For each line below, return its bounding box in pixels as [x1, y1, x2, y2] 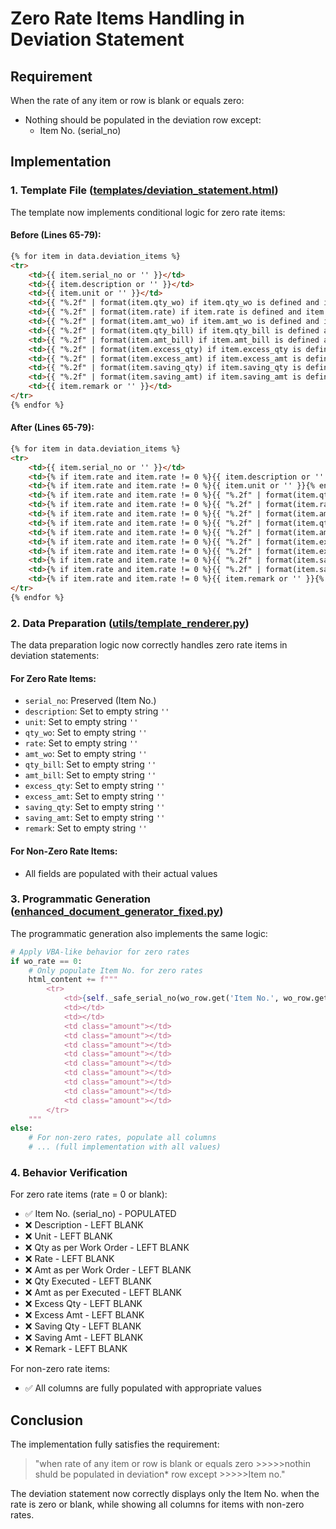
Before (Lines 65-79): [10, 229, 102, 241]
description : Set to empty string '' [24, 705, 170, 717]
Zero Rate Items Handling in [10, 7, 245, 30]
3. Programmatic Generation [10, 892, 152, 906]
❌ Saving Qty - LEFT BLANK [24, 1320, 142, 1332]
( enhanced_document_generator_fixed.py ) [10, 905, 224, 919]
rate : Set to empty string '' [24, 737, 139, 749]
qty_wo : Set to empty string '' [24, 727, 148, 739]
